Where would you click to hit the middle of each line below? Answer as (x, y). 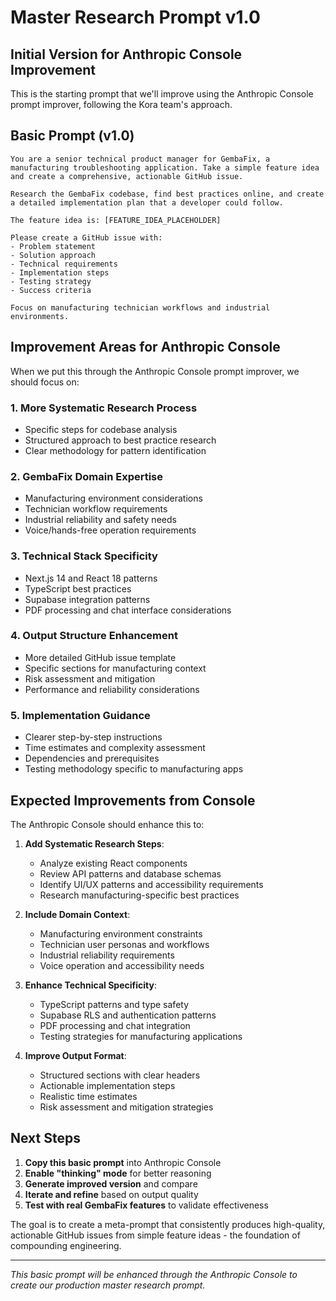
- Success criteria (51, 290)
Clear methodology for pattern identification (115, 450)
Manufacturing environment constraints (121, 933)
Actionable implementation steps (107, 1085)
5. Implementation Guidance (80, 715)
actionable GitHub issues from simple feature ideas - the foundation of (155, 1235)
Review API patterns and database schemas (130, 873)
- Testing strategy (51, 281)
